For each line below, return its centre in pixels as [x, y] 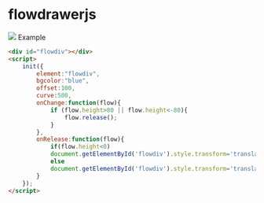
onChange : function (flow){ [79, 103]
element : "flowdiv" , [68, 74]
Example [32, 37]
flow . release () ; [91, 117]
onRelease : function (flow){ [81, 139]
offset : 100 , [56, 88]
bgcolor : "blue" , [63, 81]
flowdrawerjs [52, 15]
